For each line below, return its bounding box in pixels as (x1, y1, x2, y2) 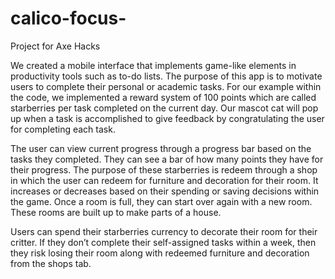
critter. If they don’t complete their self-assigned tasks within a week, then (10, 236, 317, 248)
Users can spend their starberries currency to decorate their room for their (10, 225, 318, 237)
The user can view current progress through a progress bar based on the (10, 142, 312, 154)
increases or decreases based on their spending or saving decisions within (10, 185, 320, 197)
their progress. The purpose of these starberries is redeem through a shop (10, 163, 318, 176)
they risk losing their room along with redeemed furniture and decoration (10, 247, 310, 259)
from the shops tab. (10, 257, 92, 269)
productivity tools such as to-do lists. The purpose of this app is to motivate (10, 70, 323, 82)
